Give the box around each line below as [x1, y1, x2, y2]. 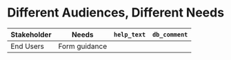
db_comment [152, 30, 188, 39]
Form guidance [58, 41, 108, 51]
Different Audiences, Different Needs [7, 5, 225, 21]
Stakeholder [10, 30, 52, 39]
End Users [10, 41, 45, 51]
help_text [113, 30, 146, 39]
